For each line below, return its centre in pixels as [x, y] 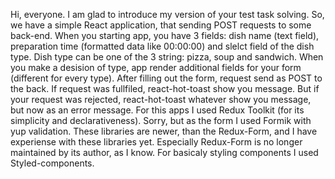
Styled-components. [52, 163]
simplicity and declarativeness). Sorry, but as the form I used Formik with [161, 120]
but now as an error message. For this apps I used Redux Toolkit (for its [157, 110]
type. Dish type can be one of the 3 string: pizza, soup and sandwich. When [167, 57]
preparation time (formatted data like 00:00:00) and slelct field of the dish [162, 46]
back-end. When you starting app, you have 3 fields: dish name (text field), [165, 35]
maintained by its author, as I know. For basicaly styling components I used [164, 152]
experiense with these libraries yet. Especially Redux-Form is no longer [156, 142]
